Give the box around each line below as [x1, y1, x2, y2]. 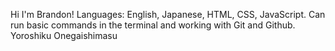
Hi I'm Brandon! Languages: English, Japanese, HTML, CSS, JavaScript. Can [10, 9, 326, 20]
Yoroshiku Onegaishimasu [10, 30, 118, 41]
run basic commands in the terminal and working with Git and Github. [10, 19, 296, 31]
